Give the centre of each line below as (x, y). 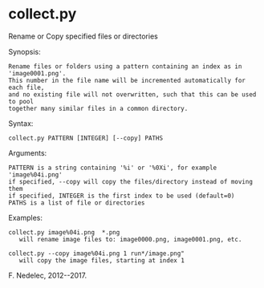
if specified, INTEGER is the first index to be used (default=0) (122, 196)
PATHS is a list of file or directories (77, 203)
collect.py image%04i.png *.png (64, 232)
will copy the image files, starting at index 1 (102, 260)
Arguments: (28, 152)
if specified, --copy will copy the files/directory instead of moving (130, 181)
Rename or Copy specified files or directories (83, 36)
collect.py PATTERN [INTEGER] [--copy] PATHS (85, 138)
